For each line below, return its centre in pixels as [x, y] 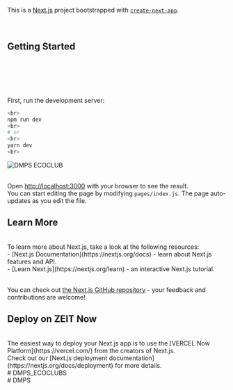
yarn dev [20, 145]
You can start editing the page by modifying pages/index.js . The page [108, 193]
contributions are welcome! [46, 297]
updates [19, 200]
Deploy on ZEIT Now [52, 319]
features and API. [32, 261]
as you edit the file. [59, 200]
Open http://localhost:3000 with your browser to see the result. [98, 186]
